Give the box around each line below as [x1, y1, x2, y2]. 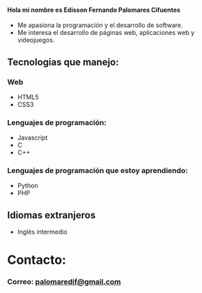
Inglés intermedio [17, 227, 68, 236]
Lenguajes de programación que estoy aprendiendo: [7, 166, 188, 176]
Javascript [17, 133, 48, 142]
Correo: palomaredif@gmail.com [7, 277, 121, 287]
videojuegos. [17, 36, 55, 45]
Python [17, 181, 38, 190]
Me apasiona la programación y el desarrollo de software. [17, 21, 183, 29]
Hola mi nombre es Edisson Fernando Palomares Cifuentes [7, 6, 181, 14]
